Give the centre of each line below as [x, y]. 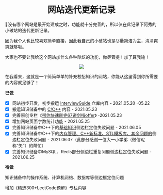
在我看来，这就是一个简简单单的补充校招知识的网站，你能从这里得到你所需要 [81, 76]
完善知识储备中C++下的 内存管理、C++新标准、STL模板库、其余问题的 [82, 133]
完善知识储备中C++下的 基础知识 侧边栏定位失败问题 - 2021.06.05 [76, 128]
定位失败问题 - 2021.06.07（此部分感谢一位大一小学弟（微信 [81, 140]
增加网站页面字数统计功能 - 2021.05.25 [51, 121]
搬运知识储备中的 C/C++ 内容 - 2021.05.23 [55, 109]
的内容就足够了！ [22, 82]
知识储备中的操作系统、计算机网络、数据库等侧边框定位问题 [65, 178]
